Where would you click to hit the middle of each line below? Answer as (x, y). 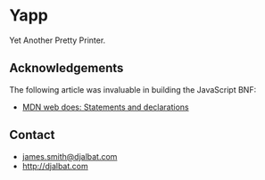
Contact (32, 135)
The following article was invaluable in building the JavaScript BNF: (133, 89)
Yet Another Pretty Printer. (58, 40)
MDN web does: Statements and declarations (105, 107)
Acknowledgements (66, 68)
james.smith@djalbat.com (70, 156)
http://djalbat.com (55, 166)
